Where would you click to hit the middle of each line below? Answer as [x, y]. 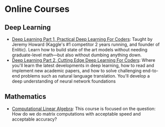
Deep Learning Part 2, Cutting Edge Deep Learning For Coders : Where [83, 60]
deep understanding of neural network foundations [64, 81]
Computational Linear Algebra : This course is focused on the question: [84, 108]
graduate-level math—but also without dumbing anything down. [77, 55]
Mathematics [25, 97]
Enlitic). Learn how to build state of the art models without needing [80, 50]
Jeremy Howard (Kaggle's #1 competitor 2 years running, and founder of [86, 44]
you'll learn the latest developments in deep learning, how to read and [83, 65]
